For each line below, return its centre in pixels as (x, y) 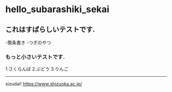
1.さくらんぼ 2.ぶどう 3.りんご (37, 69)
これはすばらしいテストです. (50, 29)
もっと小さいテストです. (35, 57)
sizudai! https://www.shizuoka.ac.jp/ (44, 84)
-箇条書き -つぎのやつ (28, 42)
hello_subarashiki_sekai (57, 9)
